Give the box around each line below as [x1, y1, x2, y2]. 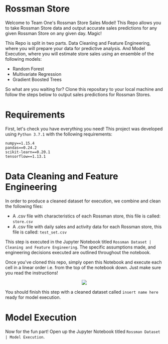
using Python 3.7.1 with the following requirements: [5, 131, 113, 137]
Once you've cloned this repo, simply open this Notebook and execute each [5, 259, 162, 265]
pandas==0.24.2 [5, 145, 37, 150]
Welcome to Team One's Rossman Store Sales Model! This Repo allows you [5, 20, 161, 26]
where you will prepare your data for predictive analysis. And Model [5, 45, 145, 51]
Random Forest [12, 66, 44, 72]
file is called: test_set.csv [12, 229, 67, 235]
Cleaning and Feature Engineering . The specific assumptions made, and [5, 244, 156, 250]
